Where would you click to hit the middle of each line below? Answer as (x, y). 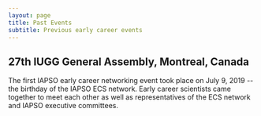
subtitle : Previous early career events (76, 30)
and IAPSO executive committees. (63, 106)
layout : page (30, 15)
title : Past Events (40, 23)
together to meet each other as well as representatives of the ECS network (129, 97)
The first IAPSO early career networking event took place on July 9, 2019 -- (131, 81)
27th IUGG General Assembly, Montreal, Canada (129, 62)
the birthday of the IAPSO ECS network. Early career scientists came (119, 89)
